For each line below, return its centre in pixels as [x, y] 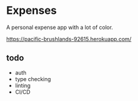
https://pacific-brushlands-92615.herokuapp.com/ [69, 39]
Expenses [32, 11]
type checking [33, 79]
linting [23, 85]
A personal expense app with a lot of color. [60, 27]
